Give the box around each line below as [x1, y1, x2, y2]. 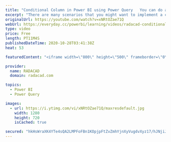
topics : [5, 82, 22, 88]
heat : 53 [5, 45, 24, 50]
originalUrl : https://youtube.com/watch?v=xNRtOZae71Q [5, 17, 124, 22]
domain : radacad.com [10, 73, 53, 78]
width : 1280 [14, 110, 40, 116]
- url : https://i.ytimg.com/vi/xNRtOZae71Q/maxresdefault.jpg [10, 105, 145, 111]
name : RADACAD [10, 68, 40, 74]
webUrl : [5, 21, 22, 27]
